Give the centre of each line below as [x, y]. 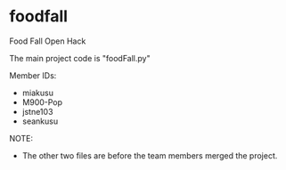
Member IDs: [33, 75]
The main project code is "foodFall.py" [80, 58]
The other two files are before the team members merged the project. [150, 155]
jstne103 [37, 111]
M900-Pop [42, 102]
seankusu [40, 121]
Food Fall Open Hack [48, 41]
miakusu [37, 93]
